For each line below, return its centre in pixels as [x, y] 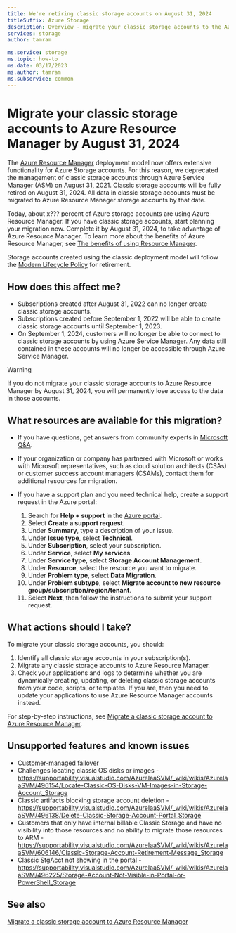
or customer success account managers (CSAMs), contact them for [116, 474]
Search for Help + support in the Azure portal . [95, 516]
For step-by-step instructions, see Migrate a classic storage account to [110, 716]
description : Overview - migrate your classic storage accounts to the [114, 27]
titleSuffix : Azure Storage [48, 20]
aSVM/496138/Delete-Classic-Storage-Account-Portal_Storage [109, 815]
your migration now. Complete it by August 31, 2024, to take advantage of [114, 229]
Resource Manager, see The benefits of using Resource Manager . [102, 244]
